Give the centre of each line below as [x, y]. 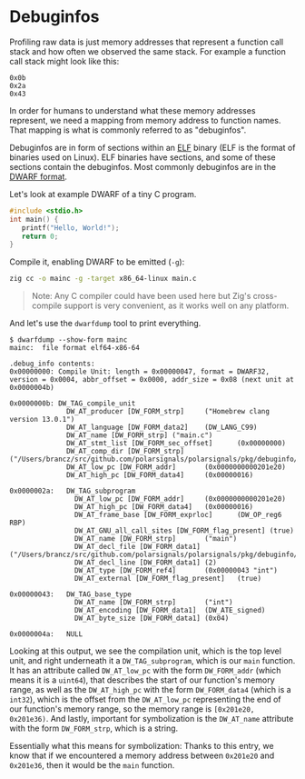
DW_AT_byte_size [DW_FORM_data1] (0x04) [152, 619]
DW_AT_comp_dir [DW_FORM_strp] [125, 452]
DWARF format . [39, 176]
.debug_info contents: [52, 364]
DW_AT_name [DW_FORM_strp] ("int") [153, 603]
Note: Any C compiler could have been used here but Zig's [141, 296]
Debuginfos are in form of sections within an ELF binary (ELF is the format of [152, 147]
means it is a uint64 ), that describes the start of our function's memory [142, 680]
